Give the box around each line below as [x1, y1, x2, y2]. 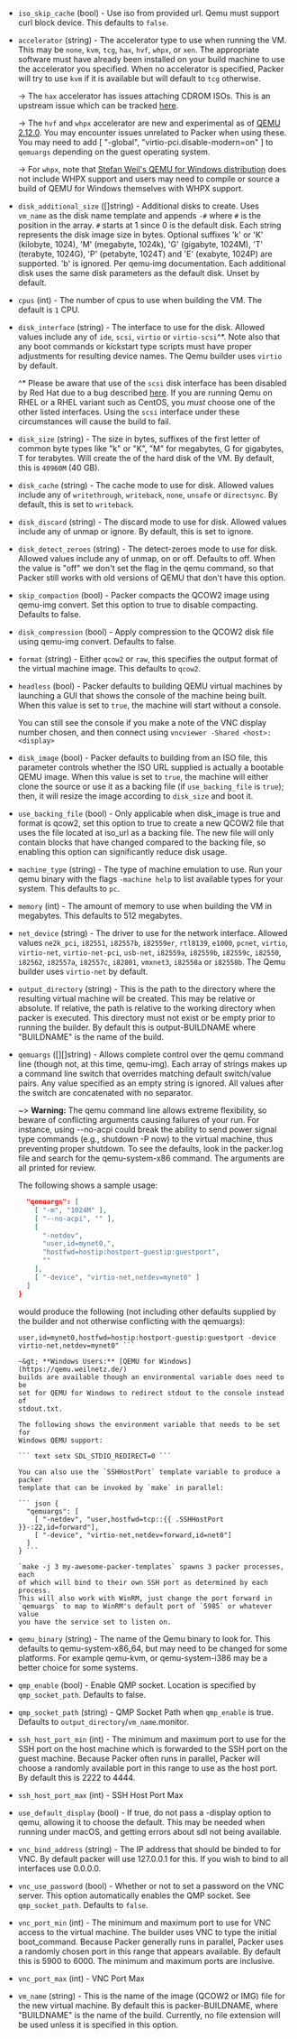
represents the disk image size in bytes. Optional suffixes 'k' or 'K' [17, 229, 264, 240]
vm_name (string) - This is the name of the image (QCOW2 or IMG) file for [17, 1990, 285, 2001]
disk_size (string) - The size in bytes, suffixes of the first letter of [17, 433, 261, 444]
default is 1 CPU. [17, 304, 80, 315]
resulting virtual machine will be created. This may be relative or [17, 993, 256, 1004]
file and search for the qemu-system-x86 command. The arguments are [17, 1153, 285, 1163]
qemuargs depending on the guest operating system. [17, 146, 211, 157]
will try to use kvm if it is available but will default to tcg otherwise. [17, 73, 261, 84]
